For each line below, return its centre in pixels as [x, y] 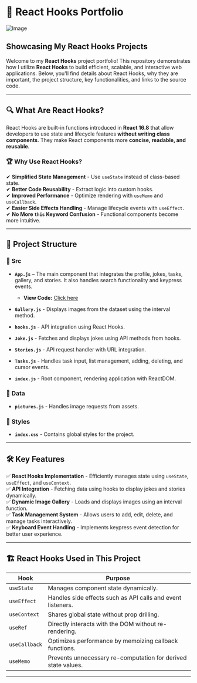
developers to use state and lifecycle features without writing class [88, 134]
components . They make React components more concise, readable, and [96, 140]
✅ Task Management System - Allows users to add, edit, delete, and [89, 514]
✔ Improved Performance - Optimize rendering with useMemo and [84, 195]
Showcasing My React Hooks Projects [77, 47]
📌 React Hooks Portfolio [65, 12]
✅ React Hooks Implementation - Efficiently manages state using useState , [97, 476]
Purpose [118, 578]
